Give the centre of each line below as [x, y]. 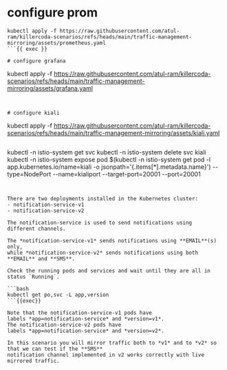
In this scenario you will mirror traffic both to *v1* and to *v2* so [112, 343]
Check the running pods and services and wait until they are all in [109, 270]
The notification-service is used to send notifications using [100, 222]
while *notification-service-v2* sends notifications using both [102, 253]
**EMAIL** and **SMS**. [41, 259]
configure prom [53, 13]
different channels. [37, 229]
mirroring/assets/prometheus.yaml [57, 43]
